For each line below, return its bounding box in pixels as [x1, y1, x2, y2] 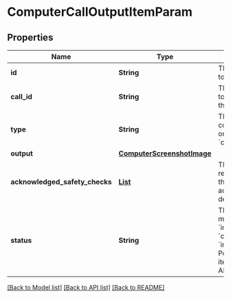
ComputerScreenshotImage [118, 149, 212, 158]
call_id [10, 92, 33, 101]
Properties [7, 32, 54, 43]
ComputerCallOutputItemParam [7, 4, 192, 20]
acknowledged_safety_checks [10, 177, 112, 187]
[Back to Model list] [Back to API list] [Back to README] [7, 284, 165, 291]
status [10, 235, 32, 245]
